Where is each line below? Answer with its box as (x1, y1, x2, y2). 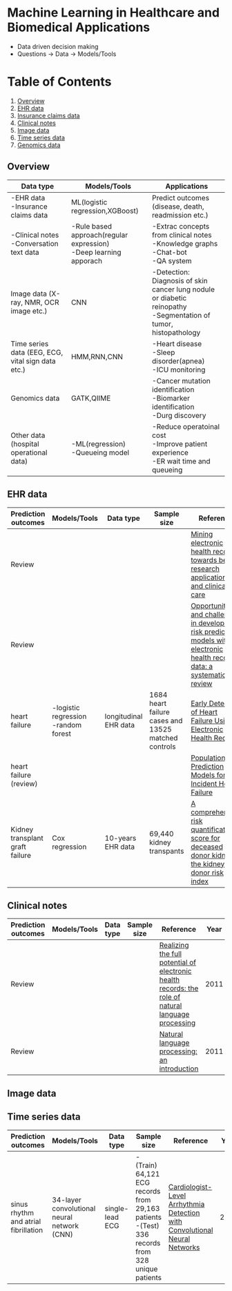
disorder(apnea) (151, 356, 205, 365)
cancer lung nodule (151, 285, 215, 294)
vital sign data (10, 356, 57, 365)
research (191, 564, 220, 573)
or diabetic (151, 293, 187, 303)
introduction (159, 1064, 199, 1073)
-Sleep (151, 347, 175, 357)
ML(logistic (71, 197, 108, 207)
